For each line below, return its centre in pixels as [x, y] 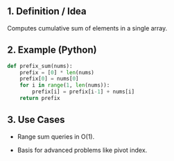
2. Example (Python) [52, 50]
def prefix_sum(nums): [40, 66]
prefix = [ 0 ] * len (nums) [57, 72]
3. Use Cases [36, 120]
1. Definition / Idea [47, 11]
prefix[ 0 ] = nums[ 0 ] [49, 79]
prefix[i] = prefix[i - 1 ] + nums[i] [84, 92]
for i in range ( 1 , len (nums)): [65, 85]
